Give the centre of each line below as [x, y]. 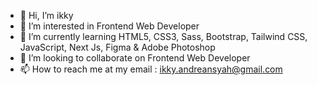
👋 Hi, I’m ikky [46, 15]
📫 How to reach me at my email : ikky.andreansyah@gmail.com [151, 69]
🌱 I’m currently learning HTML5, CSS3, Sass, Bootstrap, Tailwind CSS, [163, 36]
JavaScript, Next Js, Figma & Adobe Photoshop [117, 47]
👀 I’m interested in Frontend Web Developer [109, 26]
